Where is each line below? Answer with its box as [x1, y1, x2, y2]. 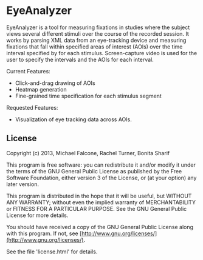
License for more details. [6, 212, 69, 219]
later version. [6, 180, 40, 188]
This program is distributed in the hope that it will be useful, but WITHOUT [6, 192, 192, 199]
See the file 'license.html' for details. [6, 248, 98, 255]
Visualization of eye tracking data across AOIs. [15, 116, 132, 123]
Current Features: [6, 67, 50, 75]
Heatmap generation [15, 85, 67, 93]
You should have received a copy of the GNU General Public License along [6, 223, 193, 230]
